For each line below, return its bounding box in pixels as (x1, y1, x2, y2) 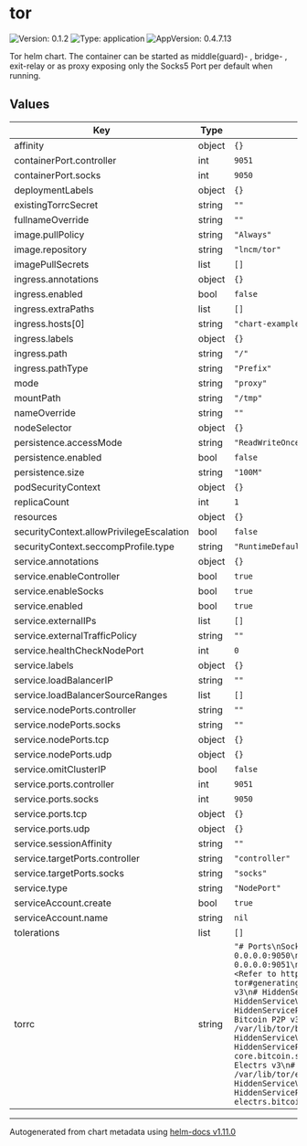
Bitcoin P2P (234, 1013, 286, 1024)
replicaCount (14, 495, 70, 508)
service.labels (14, 659, 74, 672)
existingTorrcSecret (14, 198, 99, 211)
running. (9, 69, 41, 80)
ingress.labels (14, 332, 74, 345)
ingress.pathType (14, 362, 89, 375)
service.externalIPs (14, 614, 97, 627)
